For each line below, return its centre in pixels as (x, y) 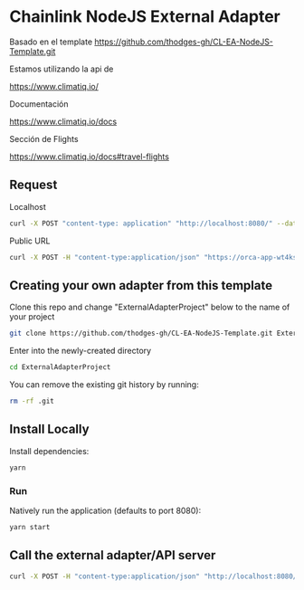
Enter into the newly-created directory (81, 351)
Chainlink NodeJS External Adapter (145, 17)
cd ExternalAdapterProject (60, 367)
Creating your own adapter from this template (141, 285)
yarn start (30, 527)
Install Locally (49, 429)
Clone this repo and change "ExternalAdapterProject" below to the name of (150, 307)
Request (33, 185)
